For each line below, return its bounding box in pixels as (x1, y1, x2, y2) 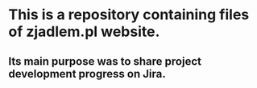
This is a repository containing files (8, 6, 250, 24)
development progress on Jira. (8, 66, 167, 81)
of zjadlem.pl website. (8, 22, 160, 41)
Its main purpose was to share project (8, 54, 201, 68)
